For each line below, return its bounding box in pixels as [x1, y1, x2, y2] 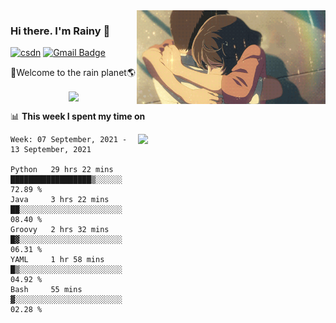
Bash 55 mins [10, 285, 83, 295]
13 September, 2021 [10, 145, 92, 155]
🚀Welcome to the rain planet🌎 [10, 67, 136, 79]
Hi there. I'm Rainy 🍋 [10, 24, 111, 38]
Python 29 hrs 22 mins [10, 165, 114, 175]
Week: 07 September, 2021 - [10, 135, 128, 145]
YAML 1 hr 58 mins [10, 255, 105, 265]
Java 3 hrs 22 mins [10, 195, 110, 205]
